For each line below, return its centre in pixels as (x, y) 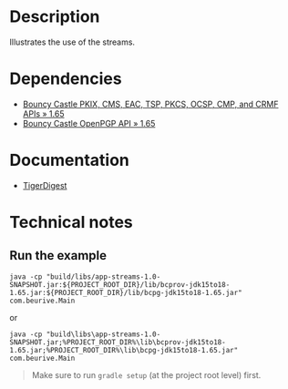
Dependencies (66, 79)
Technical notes (72, 222)
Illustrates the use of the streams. (72, 42)
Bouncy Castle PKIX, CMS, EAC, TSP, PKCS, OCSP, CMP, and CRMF (150, 104)
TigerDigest (45, 185)
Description (55, 17)
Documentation (70, 160)
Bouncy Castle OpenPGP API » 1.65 (89, 123)
